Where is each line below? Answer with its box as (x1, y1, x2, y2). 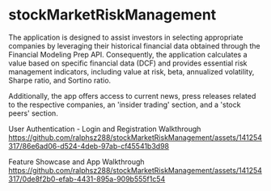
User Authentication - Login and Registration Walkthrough (8, 124, 201, 134)
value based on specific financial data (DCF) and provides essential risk (8, 58, 248, 68)
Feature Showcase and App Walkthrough (8, 156, 145, 167)
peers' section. (8, 108, 58, 118)
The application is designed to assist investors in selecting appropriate (8, 32, 244, 42)
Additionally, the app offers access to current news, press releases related (8, 91, 256, 100)
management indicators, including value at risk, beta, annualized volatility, (8, 66, 255, 76)
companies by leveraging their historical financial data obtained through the (8, 40, 260, 50)
